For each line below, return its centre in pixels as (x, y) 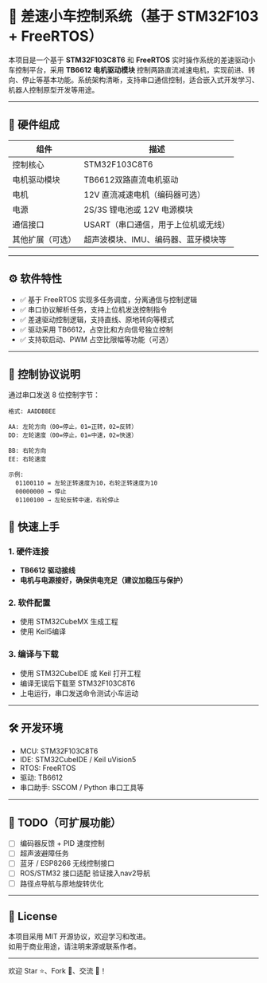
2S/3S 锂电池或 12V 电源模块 (138, 210)
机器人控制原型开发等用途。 (54, 89)
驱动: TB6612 (41, 777)
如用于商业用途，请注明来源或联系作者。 (74, 946)
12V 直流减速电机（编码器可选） (145, 195)
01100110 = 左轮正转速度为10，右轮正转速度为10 (87, 483)
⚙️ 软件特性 (35, 279)
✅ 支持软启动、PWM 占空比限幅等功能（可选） (96, 339)
